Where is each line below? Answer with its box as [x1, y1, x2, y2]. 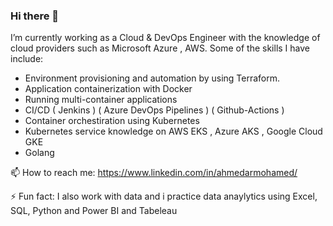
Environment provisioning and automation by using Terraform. [24, 72, 281, 84]
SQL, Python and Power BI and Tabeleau [10, 205, 178, 217]
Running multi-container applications [24, 94, 178, 106]
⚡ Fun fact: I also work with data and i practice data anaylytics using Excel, [10, 190, 318, 203]
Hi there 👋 [10, 9, 60, 23]
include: [10, 53, 44, 65]
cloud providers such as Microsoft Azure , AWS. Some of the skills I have [10, 42, 311, 54]
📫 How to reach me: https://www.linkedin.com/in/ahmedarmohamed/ [10, 167, 298, 179]
